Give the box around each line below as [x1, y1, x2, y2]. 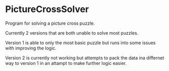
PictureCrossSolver [5, 4, 89, 15]
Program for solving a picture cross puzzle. [5, 20, 95, 26]
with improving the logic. [5, 45, 57, 51]
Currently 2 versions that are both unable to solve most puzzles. [5, 30, 139, 36]
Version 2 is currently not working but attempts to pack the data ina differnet [5, 54, 164, 61]
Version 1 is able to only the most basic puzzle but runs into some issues [5, 39, 156, 46]
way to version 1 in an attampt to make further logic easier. [5, 60, 127, 66]
